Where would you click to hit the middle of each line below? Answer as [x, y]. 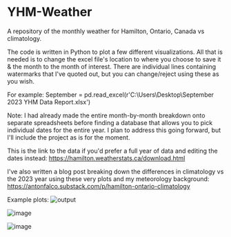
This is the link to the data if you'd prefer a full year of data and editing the [113, 151]
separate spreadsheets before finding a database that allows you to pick [110, 122]
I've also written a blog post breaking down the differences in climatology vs [115, 171]
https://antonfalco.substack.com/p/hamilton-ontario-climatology [99, 186]
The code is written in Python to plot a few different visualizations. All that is [115, 52]
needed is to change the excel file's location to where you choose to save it [114, 59]
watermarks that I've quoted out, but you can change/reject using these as [113, 74]
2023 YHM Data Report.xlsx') [49, 102]
